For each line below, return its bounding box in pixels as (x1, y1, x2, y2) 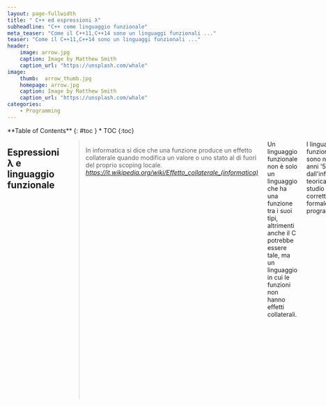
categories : (7, 101, 42, 108)
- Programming (20, 107, 61, 114)
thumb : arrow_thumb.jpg (20, 75, 92, 82)
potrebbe (267, 236, 294, 244)
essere (267, 243, 287, 251)
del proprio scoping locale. (85, 161, 162, 169)
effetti (267, 302, 284, 311)
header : (7, 42, 30, 49)
